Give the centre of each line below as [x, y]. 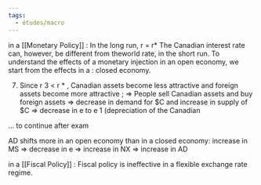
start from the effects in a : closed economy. [80, 70]
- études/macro [40, 23]
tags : [17, 15]
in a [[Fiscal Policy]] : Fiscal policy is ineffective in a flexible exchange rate [128, 164]
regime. [20, 172]
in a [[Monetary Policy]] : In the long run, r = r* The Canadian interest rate [127, 45]
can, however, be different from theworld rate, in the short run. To [114, 53]
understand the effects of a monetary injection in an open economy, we [123, 62]
